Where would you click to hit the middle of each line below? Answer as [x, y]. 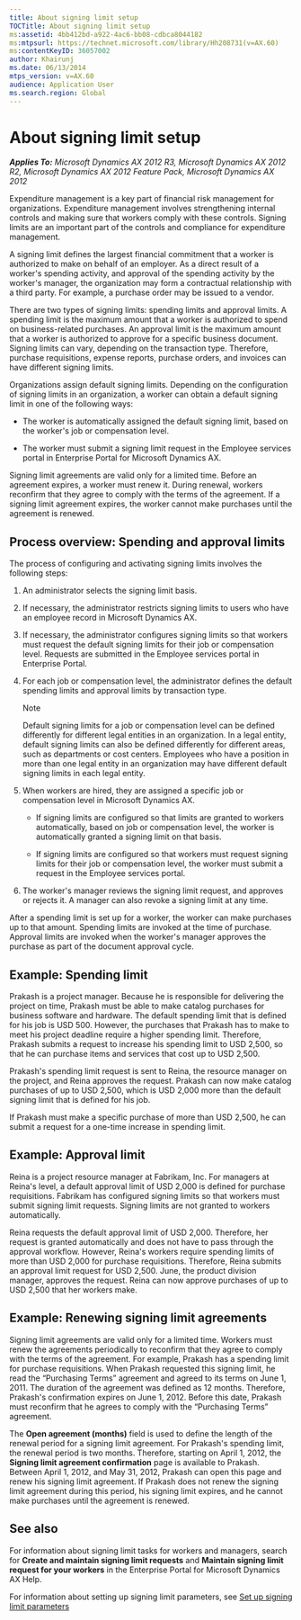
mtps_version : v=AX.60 [52, 76]
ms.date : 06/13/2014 [48, 68]
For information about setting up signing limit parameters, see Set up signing [151, 1597]
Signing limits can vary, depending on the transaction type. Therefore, [139, 348]
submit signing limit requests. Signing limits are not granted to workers [140, 1205]
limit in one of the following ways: [71, 404]
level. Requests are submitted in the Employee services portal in [141, 654]
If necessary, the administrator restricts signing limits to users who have [155, 608]
